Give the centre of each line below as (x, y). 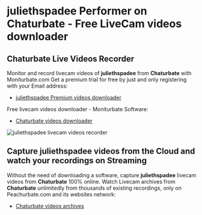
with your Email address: (37, 86)
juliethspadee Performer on (77, 11)
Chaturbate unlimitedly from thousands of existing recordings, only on (94, 188)
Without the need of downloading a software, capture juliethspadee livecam (102, 175)
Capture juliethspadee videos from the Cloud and (101, 151)
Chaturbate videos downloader (54, 121)
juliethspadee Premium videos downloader (69, 98)
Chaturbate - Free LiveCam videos (94, 24)
